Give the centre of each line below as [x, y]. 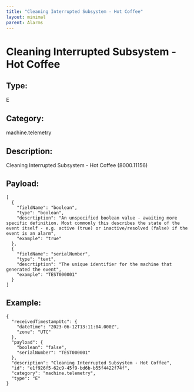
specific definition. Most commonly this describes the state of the [93, 223]
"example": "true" [39, 238]
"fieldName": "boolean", [47, 207]
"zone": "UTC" [34, 332]
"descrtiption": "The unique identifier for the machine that [94, 264]
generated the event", [34, 269]
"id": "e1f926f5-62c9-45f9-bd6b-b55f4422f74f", [71, 368]
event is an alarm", [31, 233]
